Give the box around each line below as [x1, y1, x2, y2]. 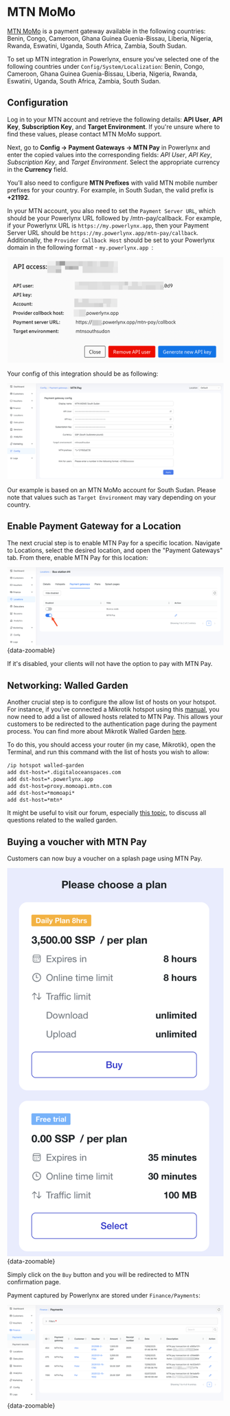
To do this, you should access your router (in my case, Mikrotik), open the [7, 740, 216, 749]
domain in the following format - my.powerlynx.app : [7, 243, 154, 252]
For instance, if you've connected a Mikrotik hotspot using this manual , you [7, 705, 220, 714]
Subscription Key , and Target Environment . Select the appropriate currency [7, 158, 220, 166]
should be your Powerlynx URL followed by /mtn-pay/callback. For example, [7, 214, 222, 222]
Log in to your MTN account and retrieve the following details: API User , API [7, 115, 223, 123]
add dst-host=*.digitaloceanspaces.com [7, 769, 122, 776]
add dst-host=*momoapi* [7, 790, 76, 797]
